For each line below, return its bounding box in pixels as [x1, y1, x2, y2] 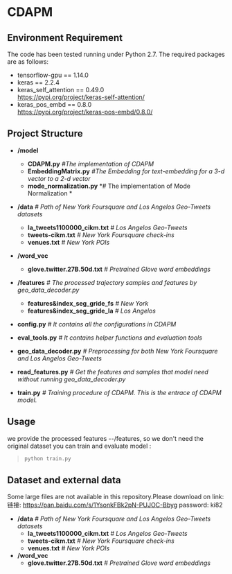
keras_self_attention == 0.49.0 [17, 86, 105, 94]
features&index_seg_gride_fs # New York [27, 299, 149, 307]
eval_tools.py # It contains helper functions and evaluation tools [17, 333, 203, 342]
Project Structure [7, 128, 83, 139]
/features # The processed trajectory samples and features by [17, 278, 197, 286]
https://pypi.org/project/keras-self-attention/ [17, 93, 145, 101]
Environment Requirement [7, 32, 123, 44]
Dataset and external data [7, 474, 121, 486]
